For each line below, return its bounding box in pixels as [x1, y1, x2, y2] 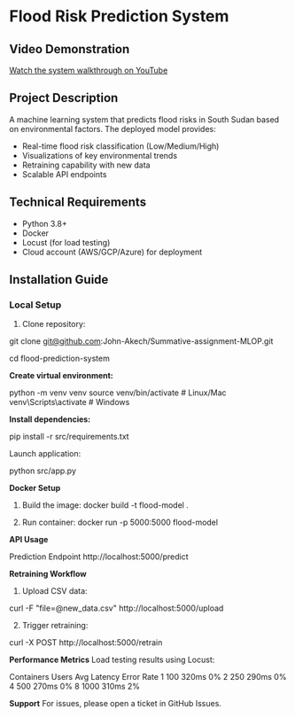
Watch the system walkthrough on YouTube [9, 65, 168, 75]
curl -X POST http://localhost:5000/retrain [9, 637, 163, 648]
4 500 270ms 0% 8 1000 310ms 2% [9, 681, 140, 692]
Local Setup [9, 299, 62, 311]
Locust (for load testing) [21, 237, 111, 247]
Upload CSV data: [21, 586, 88, 596]
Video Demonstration [9, 42, 130, 57]
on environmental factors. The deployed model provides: [9, 123, 216, 134]
